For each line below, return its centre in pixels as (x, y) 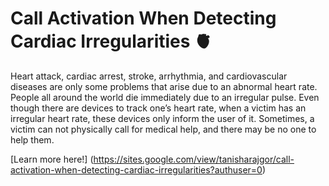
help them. (32, 139)
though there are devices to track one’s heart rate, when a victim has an (158, 108)
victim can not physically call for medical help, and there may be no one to (163, 129)
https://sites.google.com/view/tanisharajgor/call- (194, 159)
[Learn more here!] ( (52, 159)
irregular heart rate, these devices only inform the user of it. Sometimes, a (162, 118)
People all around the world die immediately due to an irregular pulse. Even (165, 97)
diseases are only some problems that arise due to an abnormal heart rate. (164, 86)
